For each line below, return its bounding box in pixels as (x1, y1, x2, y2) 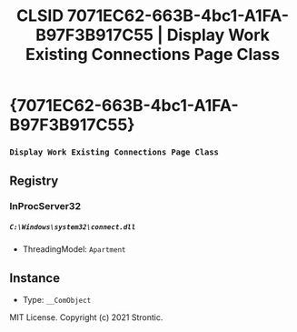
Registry (9, 173, 59, 188)
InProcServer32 (9, 200, 82, 213)
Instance (9, 270, 61, 286)
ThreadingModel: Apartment (22, 244, 126, 255)
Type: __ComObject (22, 295, 92, 306)
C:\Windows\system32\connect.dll (9, 223, 136, 232)
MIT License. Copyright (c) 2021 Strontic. (9, 312, 163, 323)
